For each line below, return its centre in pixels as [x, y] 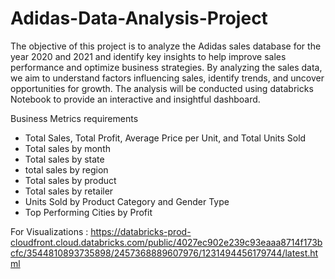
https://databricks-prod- [141, 231]
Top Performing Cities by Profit [88, 212]
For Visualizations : [49, 231]
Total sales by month [67, 148]
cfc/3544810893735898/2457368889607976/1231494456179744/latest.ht [164, 253]
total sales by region [66, 169]
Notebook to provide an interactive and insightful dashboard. [135, 99]
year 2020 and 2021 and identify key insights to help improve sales [148, 56]
